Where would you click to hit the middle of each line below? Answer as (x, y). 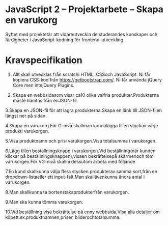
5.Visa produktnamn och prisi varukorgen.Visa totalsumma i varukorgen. (81, 140)
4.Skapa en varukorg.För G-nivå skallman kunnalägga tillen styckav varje (82, 125)
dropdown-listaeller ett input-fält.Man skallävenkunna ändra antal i (75, 177)
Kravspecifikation (44, 60)
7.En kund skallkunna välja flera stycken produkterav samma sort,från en (81, 171)
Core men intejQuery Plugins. (44, 85)
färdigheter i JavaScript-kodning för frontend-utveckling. (65, 40)
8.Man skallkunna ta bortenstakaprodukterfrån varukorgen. (67, 192)
